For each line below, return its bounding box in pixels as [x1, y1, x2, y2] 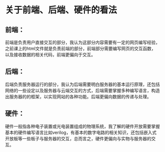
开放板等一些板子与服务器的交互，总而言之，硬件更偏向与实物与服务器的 [5, 135, 151, 141]
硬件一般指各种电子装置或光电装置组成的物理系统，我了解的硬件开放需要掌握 [5, 123, 160, 129]
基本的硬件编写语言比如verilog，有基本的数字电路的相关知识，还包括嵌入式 [5, 129, 157, 135]
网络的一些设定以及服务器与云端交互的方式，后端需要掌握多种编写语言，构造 [5, 87, 160, 93]
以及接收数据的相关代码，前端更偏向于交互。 [5, 52, 96, 57]
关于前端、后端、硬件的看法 [5, 4, 117, 16]
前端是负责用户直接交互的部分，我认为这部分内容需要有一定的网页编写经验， [5, 40, 160, 45]
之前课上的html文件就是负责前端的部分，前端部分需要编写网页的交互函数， [5, 46, 156, 51]
